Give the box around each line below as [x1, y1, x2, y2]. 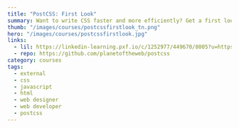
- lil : [14, 43, 33, 50]
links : [7, 37, 27, 44]
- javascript [14, 83, 53, 90]
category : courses [7, 57, 62, 64]
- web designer [14, 97, 59, 104]
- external [14, 70, 46, 77]
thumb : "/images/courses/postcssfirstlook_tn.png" [7, 23, 161, 31]
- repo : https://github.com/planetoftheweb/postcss [14, 50, 171, 58]
